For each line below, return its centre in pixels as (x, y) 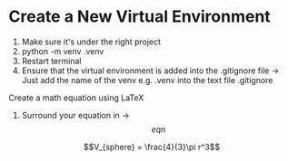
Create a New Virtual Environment (140, 17)
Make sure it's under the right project (91, 42)
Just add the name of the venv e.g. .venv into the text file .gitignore (147, 80)
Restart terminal (51, 61)
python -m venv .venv (63, 51)
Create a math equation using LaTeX (76, 98)
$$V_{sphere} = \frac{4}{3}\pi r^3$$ (152, 147)
